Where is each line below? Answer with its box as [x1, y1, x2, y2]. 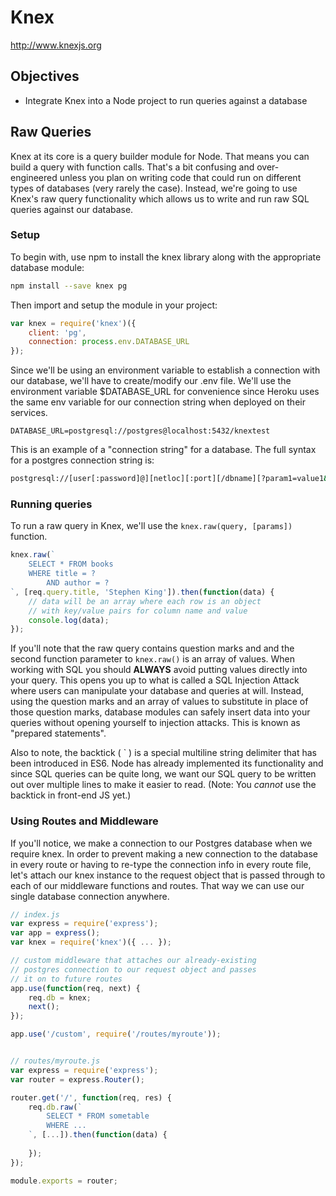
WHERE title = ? [28, 569, 97, 579]
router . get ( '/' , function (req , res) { [10, 1092, 172, 1103]
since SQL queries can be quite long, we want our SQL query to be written [10, 768, 317, 780]
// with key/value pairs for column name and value [28, 606, 248, 616]
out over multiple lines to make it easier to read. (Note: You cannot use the [10, 779, 317, 791]
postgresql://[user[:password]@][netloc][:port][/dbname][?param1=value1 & [10, 474, 329, 484]
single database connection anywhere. [10, 890, 170, 902]
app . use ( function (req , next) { [10, 983, 141, 993]
